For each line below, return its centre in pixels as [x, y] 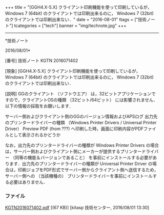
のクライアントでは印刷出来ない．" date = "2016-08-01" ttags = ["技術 [76, 19]
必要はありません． [28, 182]
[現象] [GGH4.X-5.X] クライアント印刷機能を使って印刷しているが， [73, 71]
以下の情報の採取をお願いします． [39, 106]
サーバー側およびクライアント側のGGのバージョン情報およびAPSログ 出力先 [81, 116]
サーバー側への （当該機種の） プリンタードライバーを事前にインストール [79, 176]
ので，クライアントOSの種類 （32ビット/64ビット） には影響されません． [83, 100]
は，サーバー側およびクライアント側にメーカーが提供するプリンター [73, 151]
